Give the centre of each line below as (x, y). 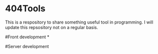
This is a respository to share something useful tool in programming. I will (79, 22)
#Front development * (27, 37)
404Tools (25, 9)
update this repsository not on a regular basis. (52, 27)
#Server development (27, 46)
